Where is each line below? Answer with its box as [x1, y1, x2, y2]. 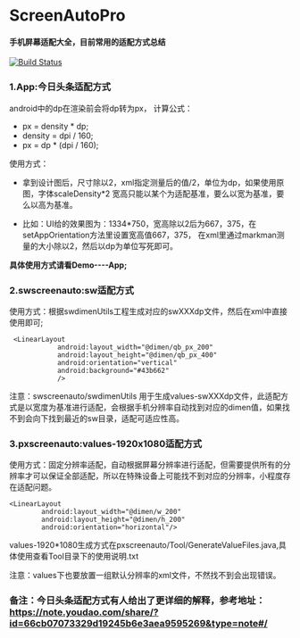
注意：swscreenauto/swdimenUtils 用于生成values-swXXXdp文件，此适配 [9, 390, 281, 402]
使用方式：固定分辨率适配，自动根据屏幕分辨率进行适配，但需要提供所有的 [9, 460, 283, 470]
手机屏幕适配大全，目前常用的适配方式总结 [9, 37, 166, 47]
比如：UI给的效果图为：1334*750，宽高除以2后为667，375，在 [21, 218, 257, 228]
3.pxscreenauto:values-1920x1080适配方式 [9, 437, 203, 450]
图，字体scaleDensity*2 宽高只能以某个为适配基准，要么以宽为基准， [21, 188, 277, 199]
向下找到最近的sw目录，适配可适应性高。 [32, 412, 185, 424]
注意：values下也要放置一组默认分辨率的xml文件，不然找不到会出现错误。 [9, 570, 281, 581]
